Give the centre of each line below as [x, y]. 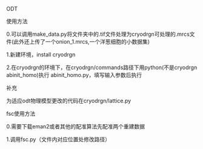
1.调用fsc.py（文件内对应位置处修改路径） [58, 139]
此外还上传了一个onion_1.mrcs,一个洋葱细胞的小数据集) [82, 41]
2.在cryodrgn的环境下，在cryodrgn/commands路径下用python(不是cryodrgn [102, 67]
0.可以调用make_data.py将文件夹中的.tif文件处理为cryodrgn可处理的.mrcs [98, 34]
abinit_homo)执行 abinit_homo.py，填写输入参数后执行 [74, 75]
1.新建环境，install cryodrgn [41, 55]
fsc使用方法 [21, 114]
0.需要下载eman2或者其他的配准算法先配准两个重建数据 [76, 126]
